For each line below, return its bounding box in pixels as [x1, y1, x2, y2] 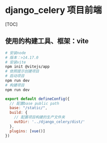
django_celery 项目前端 [5, 4, 102, 16]
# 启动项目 [5, 73, 25, 78]
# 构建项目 [5, 82, 25, 87]
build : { [9, 110, 28, 115]
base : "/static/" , [9, 105, 48, 111]
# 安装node [5, 50, 26, 55]
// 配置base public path [9, 101, 59, 106]
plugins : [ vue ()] [9, 129, 46, 134]
